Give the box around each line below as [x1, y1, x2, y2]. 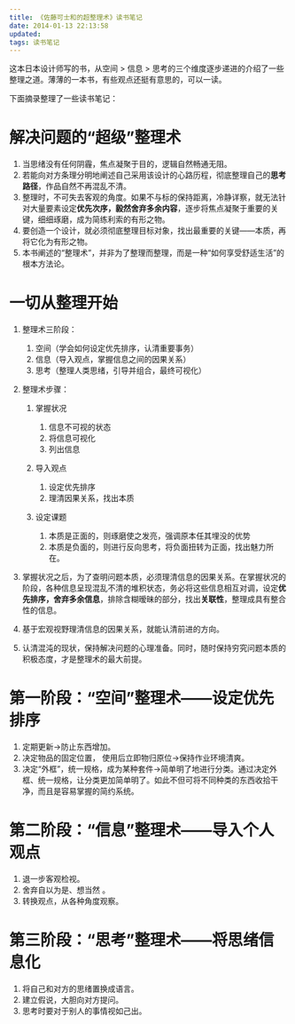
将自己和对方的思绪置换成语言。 [21, 983, 139, 994]
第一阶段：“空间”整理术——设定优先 [9, 688, 275, 709]
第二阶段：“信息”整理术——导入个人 [9, 821, 275, 840]
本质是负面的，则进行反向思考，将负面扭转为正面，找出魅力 [48, 542, 267, 552]
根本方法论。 [21, 258, 69, 269]
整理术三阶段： [21, 324, 77, 335]
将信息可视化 [48, 433, 96, 444]
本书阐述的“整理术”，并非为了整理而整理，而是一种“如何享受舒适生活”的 [21, 248, 285, 258]
